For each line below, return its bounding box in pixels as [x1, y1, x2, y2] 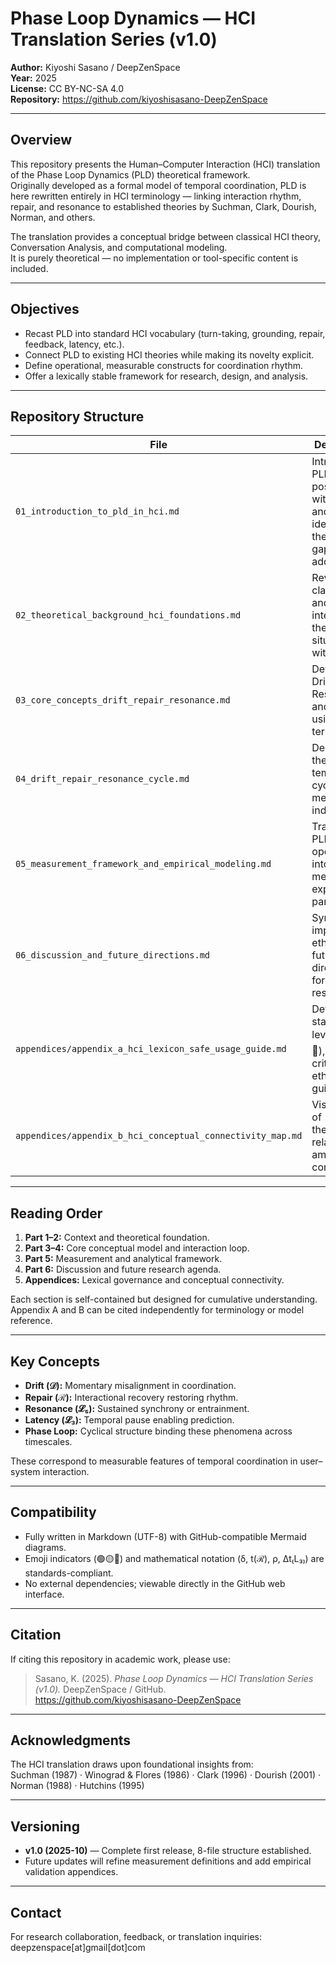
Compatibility [10, 1504, 97, 1521]
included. [10, 262, 49, 274]
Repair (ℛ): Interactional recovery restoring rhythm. [24, 1392, 239, 1403]
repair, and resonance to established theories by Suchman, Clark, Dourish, [10, 200, 317, 212]
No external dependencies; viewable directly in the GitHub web [24, 1577, 286, 1589]
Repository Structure [10, 408, 145, 425]
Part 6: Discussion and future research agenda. [24, 1263, 222, 1276]
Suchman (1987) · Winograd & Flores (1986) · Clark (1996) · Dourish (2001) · [10, 1769, 322, 1781]
